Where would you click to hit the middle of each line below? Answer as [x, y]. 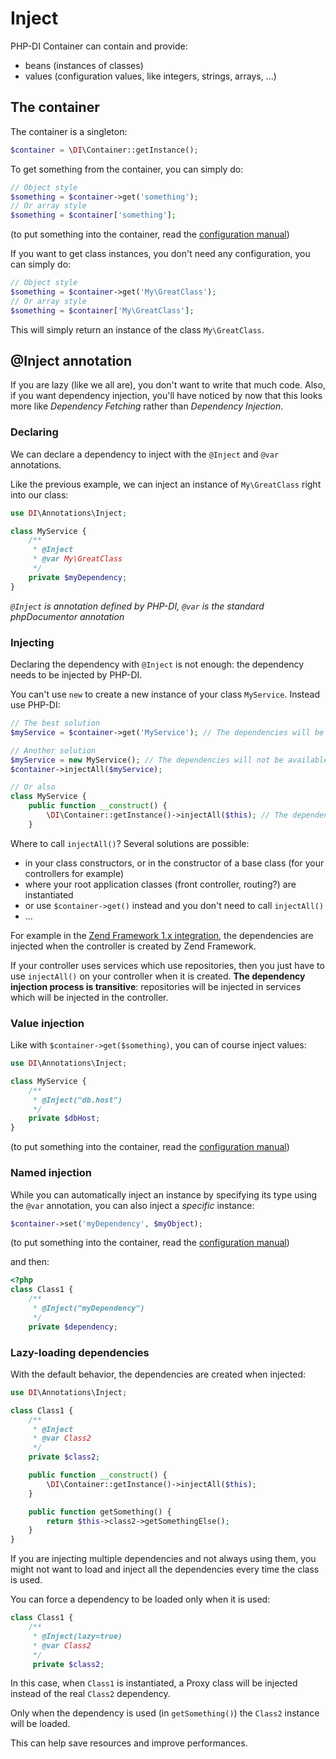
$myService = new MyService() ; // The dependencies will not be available [169, 760]
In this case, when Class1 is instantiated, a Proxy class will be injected [154, 1683]
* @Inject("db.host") [77, 1100]
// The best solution [55, 723]
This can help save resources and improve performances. [129, 1743]
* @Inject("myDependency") [88, 1308]
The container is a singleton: [69, 131]
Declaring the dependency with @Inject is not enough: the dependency [157, 664]
